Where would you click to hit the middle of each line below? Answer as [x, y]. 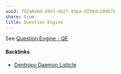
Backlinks [18, 51]
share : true [20, 17]
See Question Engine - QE [37, 39]
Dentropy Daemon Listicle [45, 65]
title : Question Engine [34, 22]
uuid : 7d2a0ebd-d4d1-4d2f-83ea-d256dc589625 [61, 11]
